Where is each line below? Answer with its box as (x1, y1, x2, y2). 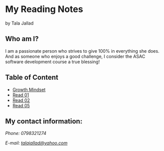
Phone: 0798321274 (5, 130, 46, 136)
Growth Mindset (12, 86, 46, 92)
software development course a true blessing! (5, 59, 100, 65)
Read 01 (12, 92, 29, 98)
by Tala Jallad (5, 20, 34, 26)
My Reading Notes (5, 4, 83, 15)
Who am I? (5, 35, 39, 43)
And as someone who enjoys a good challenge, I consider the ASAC (5, 53, 145, 59)
